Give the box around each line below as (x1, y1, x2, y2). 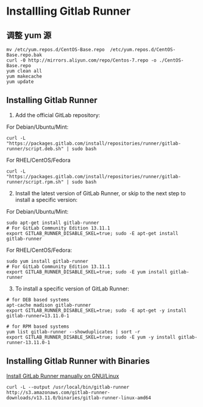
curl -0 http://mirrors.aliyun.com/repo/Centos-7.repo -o (6, 57, 157, 63)
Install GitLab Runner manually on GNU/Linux (6, 372, 119, 380)
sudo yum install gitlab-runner (6, 258, 88, 264)
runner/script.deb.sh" (6, 145, 64, 152)
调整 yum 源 (6, 30, 52, 40)
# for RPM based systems (6, 323, 69, 330)
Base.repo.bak (6, 52, 43, 58)
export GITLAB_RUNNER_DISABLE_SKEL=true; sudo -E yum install (6, 268, 168, 275)
